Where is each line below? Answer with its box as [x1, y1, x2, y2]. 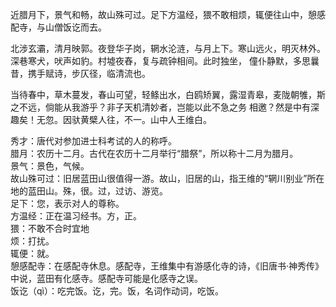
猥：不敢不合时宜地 [10, 223, 90, 234]
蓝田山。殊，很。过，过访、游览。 [27, 185, 168, 197]
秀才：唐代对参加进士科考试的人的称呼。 [10, 135, 177, 147]
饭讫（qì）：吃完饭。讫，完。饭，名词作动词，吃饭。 [10, 285, 224, 297]
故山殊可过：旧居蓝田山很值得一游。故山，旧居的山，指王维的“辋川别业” [10, 173, 308, 184]
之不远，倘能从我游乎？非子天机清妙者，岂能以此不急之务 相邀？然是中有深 [10, 101, 320, 113]
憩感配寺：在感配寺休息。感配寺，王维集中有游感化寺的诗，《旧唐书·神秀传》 [10, 260, 325, 272]
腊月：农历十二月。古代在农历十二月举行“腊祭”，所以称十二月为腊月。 [10, 148, 299, 159]
